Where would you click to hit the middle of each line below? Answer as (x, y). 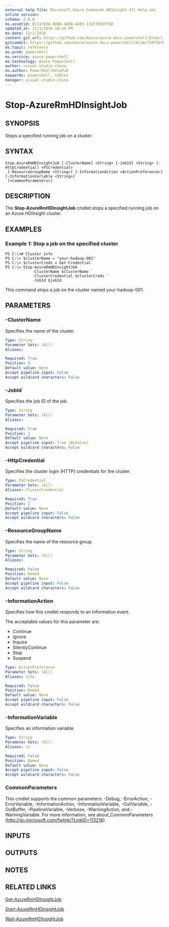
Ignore (19, 637)
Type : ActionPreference (30, 667)
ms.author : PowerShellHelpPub (37, 71)
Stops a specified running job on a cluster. (49, 135)
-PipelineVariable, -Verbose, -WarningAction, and (78, 809)
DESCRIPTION (28, 196)
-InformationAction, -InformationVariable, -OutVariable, (92, 804)
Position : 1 (18, 433)
